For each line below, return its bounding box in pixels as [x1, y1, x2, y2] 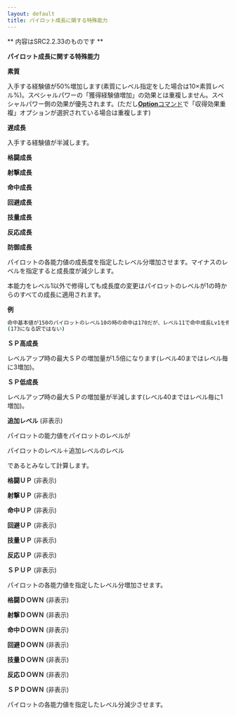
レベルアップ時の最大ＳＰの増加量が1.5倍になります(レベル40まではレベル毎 [7, 354, 228, 363]
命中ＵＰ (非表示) [7, 506, 58, 515]
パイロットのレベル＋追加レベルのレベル [7, 446, 124, 455]
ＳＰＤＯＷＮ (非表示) [7, 685, 70, 694]
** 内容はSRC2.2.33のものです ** [7, 37, 104, 46]
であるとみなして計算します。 [7, 461, 93, 470]
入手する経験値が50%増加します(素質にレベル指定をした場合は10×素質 [7, 82, 212, 90]
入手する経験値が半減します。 [7, 138, 93, 146]
